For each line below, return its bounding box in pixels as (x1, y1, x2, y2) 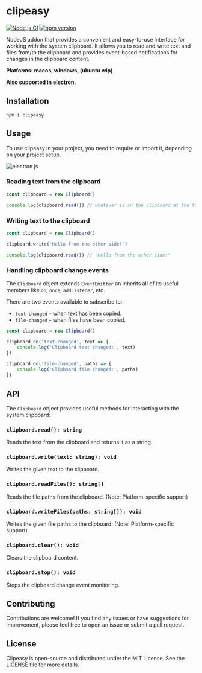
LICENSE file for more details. (6, 661, 79, 668)
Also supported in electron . (6, 78, 76, 86)
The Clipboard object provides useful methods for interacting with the (6, 404, 179, 412)
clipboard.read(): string (6, 426, 82, 433)
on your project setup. (6, 151, 61, 158)
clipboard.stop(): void (6, 569, 76, 576)
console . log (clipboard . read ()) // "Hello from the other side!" (6, 252, 171, 258)
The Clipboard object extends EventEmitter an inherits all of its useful (6, 279, 179, 287)
